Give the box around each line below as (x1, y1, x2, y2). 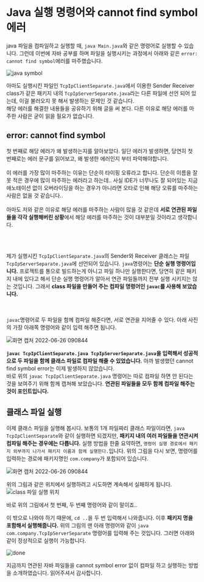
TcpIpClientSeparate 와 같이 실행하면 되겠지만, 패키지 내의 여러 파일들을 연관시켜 (6, 432, 199, 439)
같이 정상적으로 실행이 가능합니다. (6, 536, 86, 544)
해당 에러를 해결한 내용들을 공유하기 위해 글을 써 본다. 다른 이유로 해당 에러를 (6, 105, 188, 112)
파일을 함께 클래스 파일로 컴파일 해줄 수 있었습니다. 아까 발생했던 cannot (23, 357, 194, 364)
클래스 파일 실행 (6, 407, 62, 417)
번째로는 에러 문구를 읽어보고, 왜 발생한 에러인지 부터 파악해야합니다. (6, 154, 169, 162)
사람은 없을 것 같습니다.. (6, 192, 63, 199)
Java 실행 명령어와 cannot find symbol (6, 5, 198, 19)
